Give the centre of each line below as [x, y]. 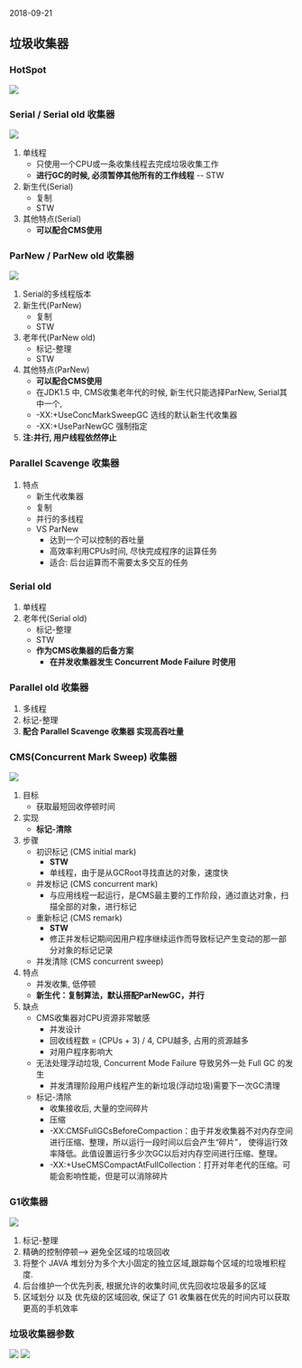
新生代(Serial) [48, 186]
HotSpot [28, 70]
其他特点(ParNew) [56, 370]
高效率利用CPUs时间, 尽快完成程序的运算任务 [133, 551]
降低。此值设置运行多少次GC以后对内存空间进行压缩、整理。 [170, 1154]
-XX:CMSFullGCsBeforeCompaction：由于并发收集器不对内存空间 [171, 1131]
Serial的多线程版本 [57, 294]
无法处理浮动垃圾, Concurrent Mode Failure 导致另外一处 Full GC [156, 1063]
